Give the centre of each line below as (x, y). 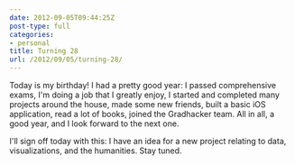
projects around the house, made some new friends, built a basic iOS (138, 104)
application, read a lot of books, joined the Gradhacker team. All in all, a (142, 114)
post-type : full (40, 26)
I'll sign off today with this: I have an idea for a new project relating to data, (148, 141)
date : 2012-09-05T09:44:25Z (62, 18)
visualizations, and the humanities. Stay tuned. (96, 151)
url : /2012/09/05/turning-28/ (66, 60)
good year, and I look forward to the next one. (94, 124)
